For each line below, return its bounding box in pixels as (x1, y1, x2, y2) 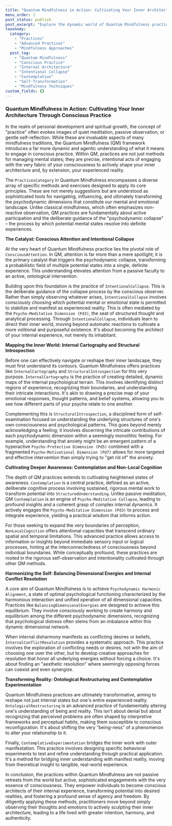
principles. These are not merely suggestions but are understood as (5, 188, 148, 194)
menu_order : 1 (5, 12, 36, 17)
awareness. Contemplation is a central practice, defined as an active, (5, 480, 150, 486)
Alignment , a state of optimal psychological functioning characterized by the (5, 591, 166, 597)
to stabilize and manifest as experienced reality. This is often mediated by (5, 304, 160, 311)
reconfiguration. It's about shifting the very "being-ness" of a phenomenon (5, 724, 164, 730)
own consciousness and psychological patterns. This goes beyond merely (5, 421, 162, 428)
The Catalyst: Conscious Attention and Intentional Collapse (5, 236, 135, 242)
